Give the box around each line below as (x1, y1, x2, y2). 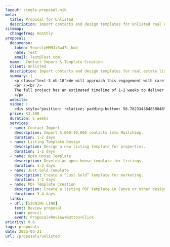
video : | (10, 102, 28, 107)
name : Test (14, 50, 37, 55)
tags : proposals (5, 224, 39, 230)
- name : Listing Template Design (10, 139, 80, 145)
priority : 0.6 (5, 220, 35, 225)
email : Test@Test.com (14, 54, 60, 60)
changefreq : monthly (10, 31, 53, 36)
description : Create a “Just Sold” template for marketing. (14, 172, 144, 178)
